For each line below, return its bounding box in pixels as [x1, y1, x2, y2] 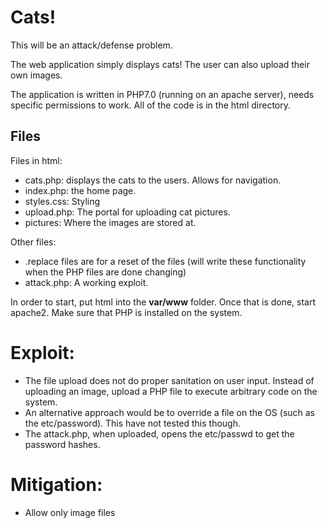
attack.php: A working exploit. [24, 276, 149, 288]
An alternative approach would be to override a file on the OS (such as [24, 406, 316, 418]
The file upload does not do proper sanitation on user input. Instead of [24, 374, 315, 386]
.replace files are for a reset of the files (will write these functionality [24, 255, 307, 267]
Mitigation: [10, 473, 103, 496]
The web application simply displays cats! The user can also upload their [10, 58, 310, 70]
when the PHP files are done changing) [24, 266, 187, 278]
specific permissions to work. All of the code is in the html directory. [10, 99, 291, 111]
